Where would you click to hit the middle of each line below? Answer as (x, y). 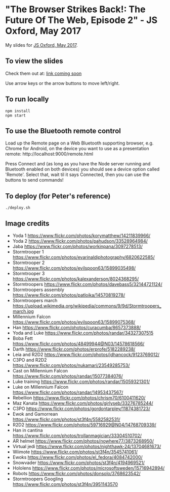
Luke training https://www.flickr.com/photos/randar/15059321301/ (81, 382)
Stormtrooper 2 (29, 263)
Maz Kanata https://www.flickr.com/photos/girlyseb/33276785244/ (83, 403)
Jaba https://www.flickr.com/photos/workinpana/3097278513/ (77, 246)
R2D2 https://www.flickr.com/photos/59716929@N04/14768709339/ (84, 425)
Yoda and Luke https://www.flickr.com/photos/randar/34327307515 (83, 333)
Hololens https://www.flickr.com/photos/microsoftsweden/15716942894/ (89, 468)
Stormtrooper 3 (29, 273)
